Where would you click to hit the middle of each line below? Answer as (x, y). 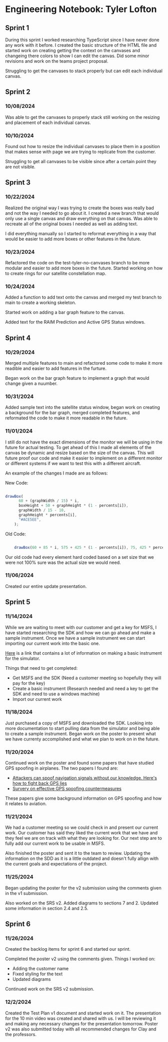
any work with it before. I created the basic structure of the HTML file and (81, 45)
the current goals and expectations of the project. (56, 864)
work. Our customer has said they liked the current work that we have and (81, 833)
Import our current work (37, 699)
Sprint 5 (18, 602)
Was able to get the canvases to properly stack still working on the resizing (82, 117)
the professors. (21, 1034)
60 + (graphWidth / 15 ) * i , (49, 501)
